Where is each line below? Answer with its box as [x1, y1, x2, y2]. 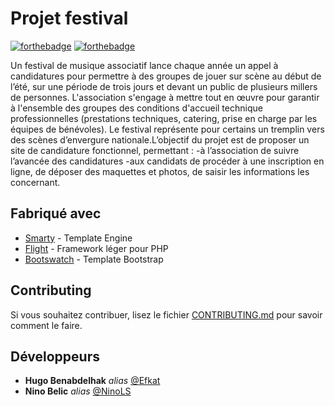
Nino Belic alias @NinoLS [24, 385, 132, 397]
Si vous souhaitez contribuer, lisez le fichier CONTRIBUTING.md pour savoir [10, 308, 323, 321]
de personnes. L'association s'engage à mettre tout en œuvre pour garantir [10, 91, 320, 103]
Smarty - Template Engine [24, 232, 133, 244]
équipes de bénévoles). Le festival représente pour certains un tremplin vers [10, 123, 325, 135]
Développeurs [10, 348, 100, 365]
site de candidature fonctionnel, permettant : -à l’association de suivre [10, 144, 300, 156]
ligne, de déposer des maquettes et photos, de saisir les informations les [10, 165, 310, 177]
